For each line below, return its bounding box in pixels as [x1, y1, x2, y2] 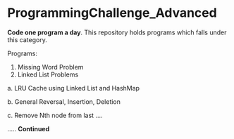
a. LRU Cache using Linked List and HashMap [7, 84, 140, 92]
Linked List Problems [17, 70, 79, 79]
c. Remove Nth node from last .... [7, 111, 104, 119]
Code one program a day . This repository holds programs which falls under [7, 28, 227, 37]
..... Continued [7, 124, 50, 133]
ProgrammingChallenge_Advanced [7, 5, 217, 21]
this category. [7, 35, 47, 44]
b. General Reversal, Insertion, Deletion [7, 97, 121, 106]
